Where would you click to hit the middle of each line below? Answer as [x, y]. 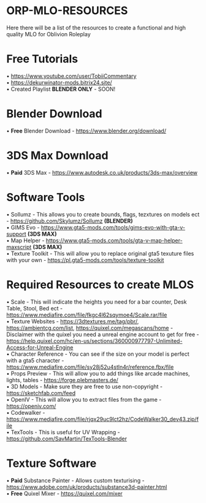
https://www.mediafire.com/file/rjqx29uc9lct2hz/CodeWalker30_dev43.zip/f [103, 419]
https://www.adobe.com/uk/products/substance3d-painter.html [87, 487]
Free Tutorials [42, 59]
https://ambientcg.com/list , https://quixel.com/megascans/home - [90, 328]
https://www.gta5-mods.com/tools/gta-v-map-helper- [114, 240]
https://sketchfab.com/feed [41, 393]
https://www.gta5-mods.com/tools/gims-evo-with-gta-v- [113, 227]
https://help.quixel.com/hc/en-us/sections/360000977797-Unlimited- [94, 340]
